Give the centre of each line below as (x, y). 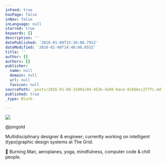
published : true (22, 94)
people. (13, 157)
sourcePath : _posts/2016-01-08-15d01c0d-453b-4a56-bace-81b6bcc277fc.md (83, 89)
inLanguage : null (23, 24)
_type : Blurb (19, 99)
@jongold (15, 127)
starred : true (20, 29)
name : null (21, 71)
